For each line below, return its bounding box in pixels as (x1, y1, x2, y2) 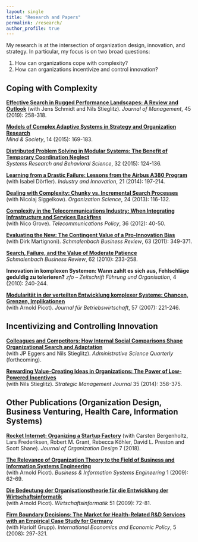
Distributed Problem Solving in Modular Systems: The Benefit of (6, 147, 168, 155)
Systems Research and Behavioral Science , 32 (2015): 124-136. (6, 160, 162, 167)
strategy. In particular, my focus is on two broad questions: (6, 48, 150, 55)
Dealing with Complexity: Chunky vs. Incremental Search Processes (6, 189, 178, 197)
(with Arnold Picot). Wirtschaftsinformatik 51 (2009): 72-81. (6, 499, 152, 506)
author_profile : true (6, 25, 60, 32)
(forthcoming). (6, 356, 42, 363)
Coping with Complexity (6, 83, 98, 93)
